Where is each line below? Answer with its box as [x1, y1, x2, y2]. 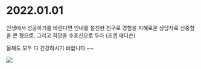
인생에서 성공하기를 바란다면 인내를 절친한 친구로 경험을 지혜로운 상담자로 [6, 24, 179, 31]
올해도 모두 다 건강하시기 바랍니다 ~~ [6, 44, 94, 52]
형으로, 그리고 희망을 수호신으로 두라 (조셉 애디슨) [19, 31, 136, 39]
